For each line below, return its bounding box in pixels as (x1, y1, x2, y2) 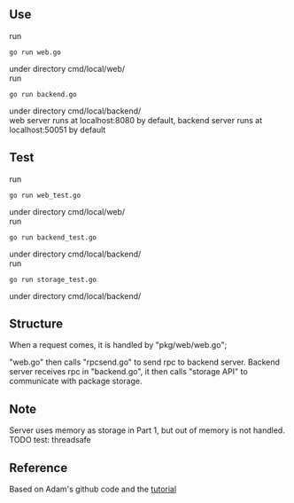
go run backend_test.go (9, 232, 97, 242)
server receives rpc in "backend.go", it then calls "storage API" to (9, 366, 248, 377)
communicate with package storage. (9, 376, 143, 387)
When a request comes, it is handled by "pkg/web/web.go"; (9, 340, 228, 350)
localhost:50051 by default (9, 124, 106, 135)
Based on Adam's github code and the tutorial (9, 483, 177, 495)
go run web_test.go (9, 191, 81, 200)
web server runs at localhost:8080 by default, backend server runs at (9, 114, 263, 125)
